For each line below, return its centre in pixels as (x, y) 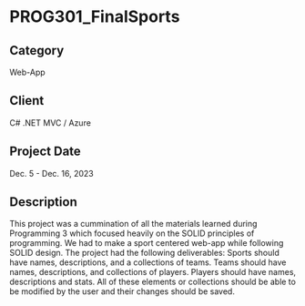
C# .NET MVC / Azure (50, 122)
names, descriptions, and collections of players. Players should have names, (153, 272)
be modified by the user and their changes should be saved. (122, 291)
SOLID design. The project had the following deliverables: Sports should (144, 253)
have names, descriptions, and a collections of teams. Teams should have (148, 262)
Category (37, 51)
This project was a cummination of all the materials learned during (133, 224)
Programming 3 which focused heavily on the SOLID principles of (132, 233)
